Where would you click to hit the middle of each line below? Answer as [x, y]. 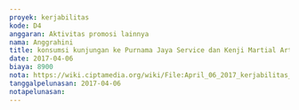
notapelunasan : [37, 91]
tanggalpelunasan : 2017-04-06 [65, 83]
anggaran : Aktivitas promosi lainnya [79, 34]
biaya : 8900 [31, 67]
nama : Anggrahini [41, 42]
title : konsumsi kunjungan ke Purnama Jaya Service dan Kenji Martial [143, 51]
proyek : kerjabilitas [49, 17]
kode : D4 [25, 26]
